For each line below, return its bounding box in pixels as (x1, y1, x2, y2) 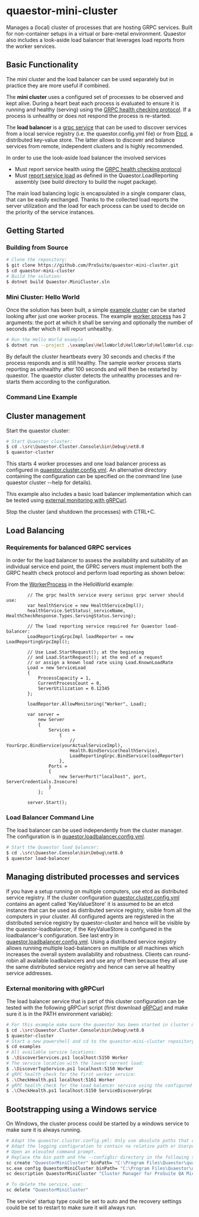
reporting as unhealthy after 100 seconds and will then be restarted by (6, 366, 178, 373)
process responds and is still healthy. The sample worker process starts (6, 359, 182, 366)
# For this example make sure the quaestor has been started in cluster (6, 1021, 190, 1027)
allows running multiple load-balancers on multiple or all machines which (6, 944, 184, 952)
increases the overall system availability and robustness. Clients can (6, 950, 173, 957)
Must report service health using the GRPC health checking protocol (14, 165, 182, 172)
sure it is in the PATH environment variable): (6, 1010, 113, 1017)
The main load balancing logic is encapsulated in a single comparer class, (6, 190, 187, 197)
